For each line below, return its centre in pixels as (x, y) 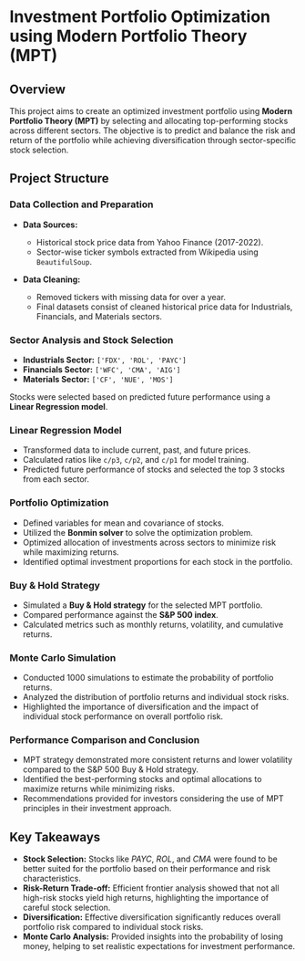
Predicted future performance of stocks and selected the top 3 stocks (153, 470)
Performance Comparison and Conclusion (105, 740)
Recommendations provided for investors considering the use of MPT (153, 799)
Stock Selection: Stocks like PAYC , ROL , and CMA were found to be (150, 859)
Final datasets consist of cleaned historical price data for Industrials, (164, 307)
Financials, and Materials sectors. (99, 316)
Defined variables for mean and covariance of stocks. (123, 523)
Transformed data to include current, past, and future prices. (137, 450)
